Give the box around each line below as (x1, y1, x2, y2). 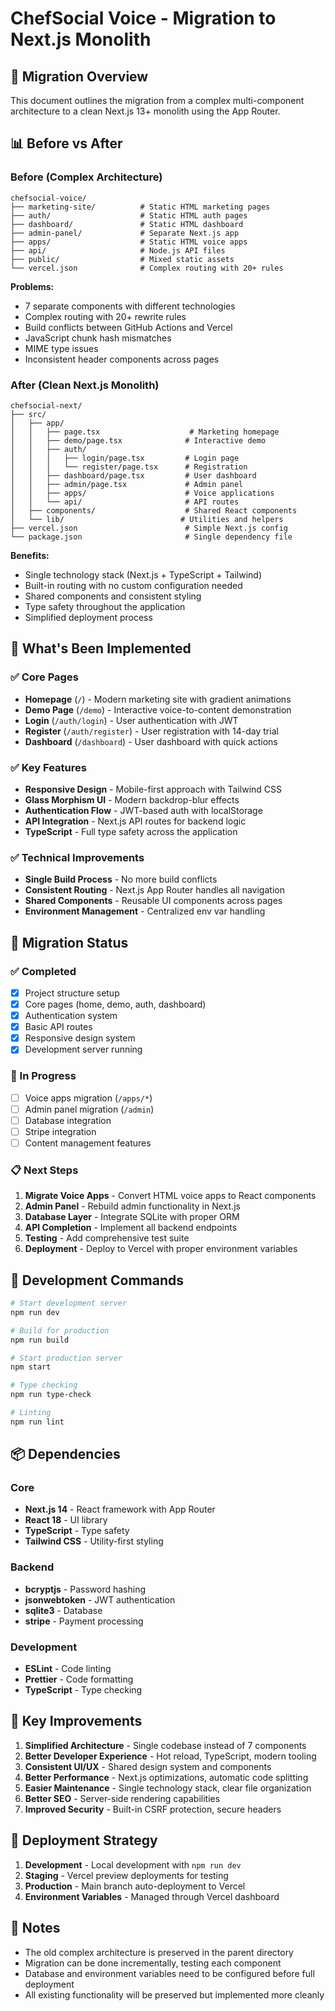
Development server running (24, 1043, 143, 1056)
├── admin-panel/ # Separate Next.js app (10, 228, 240, 238)
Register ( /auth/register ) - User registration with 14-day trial (24, 725, 279, 737)
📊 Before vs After (10, 135, 123, 152)
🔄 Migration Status (10, 934, 129, 951)
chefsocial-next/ (10, 400, 83, 411)
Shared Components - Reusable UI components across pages (24, 895, 283, 907)
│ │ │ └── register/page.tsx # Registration (10, 462, 248, 472)
